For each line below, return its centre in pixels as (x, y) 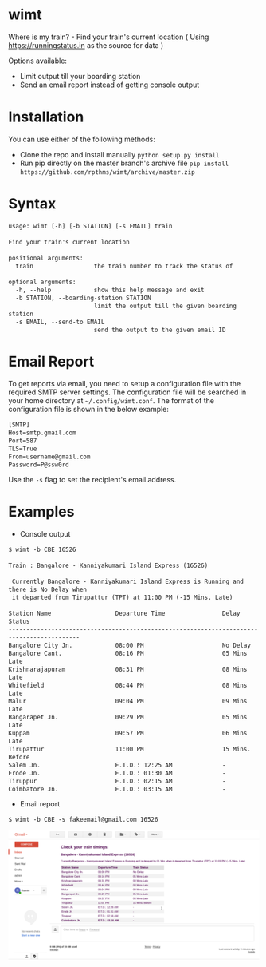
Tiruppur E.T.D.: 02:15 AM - (117, 781)
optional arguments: (43, 282)
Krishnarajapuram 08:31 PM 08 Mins (128, 669)
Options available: (38, 61)
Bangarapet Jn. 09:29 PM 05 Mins (128, 717)
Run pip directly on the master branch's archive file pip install (124, 163)
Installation (46, 117)
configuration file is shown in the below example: (89, 409)
